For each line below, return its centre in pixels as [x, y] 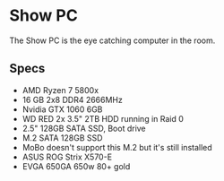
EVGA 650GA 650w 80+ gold [76, 166]
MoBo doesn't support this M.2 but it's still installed [117, 147]
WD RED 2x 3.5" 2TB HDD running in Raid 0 [103, 118]
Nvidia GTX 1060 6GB [62, 109]
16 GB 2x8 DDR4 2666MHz [72, 99]
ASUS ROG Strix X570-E [67, 157]
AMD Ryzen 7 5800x [60, 90]
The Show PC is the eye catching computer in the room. [112, 40]
